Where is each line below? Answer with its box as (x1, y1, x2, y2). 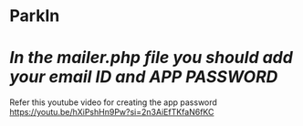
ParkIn (9, 5, 60, 26)
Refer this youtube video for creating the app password (9, 97, 217, 108)
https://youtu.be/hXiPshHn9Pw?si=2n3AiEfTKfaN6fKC (9, 107, 214, 118)
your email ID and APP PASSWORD (9, 67, 278, 88)
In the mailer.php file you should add (9, 47, 294, 68)
